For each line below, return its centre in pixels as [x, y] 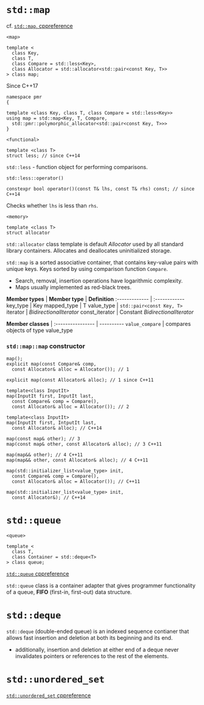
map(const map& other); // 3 [43, 439]
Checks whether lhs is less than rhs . [52, 205]
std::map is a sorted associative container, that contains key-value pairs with [102, 262]
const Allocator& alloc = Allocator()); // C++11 [76, 482]
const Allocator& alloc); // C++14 [57, 428]
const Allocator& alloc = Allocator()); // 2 [71, 407]
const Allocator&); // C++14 [49, 498]
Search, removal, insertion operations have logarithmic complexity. [99, 280]
